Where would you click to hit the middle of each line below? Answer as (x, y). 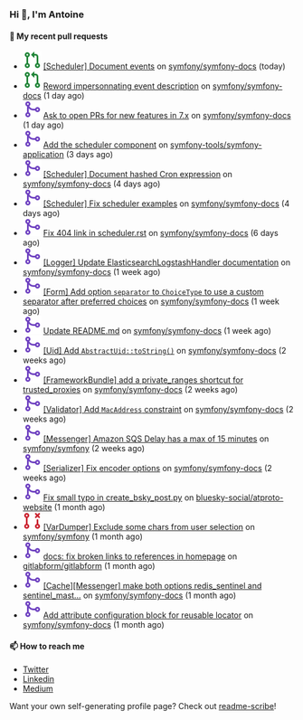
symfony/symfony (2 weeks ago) (84, 449)
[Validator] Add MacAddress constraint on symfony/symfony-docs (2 (168, 410)
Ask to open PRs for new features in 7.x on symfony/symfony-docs (167, 116)
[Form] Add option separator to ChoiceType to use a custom (153, 292)
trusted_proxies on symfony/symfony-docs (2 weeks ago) (130, 390)
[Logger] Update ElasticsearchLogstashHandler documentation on (167, 262)
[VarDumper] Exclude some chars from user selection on (149, 527)
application (43, 155)
